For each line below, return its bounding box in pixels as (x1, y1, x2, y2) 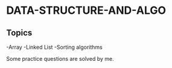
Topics (6, 28, 33, 38)
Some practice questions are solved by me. (6, 55, 114, 62)
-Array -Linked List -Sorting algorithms (6, 43, 103, 51)
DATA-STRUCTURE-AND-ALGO (6, 4, 167, 17)
